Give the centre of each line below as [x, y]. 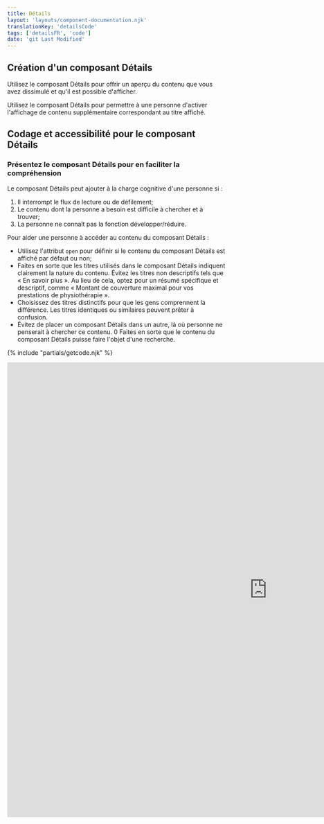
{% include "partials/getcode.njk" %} [60, 352]
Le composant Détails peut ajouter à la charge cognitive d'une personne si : [115, 189]
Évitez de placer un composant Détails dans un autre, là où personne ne [120, 324]
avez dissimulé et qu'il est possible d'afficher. [72, 91]
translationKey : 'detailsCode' [52, 26]
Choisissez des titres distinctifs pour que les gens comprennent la [111, 302]
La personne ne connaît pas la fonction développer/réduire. [102, 224]
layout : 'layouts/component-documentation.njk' [77, 20]
